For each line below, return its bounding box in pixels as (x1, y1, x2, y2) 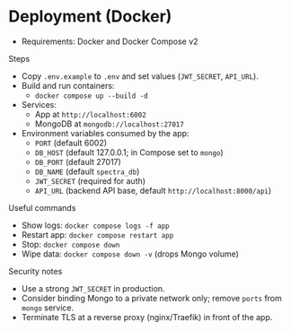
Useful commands (8, 202, 76, 213)
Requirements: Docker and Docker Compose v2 (21, 36, 198, 47)
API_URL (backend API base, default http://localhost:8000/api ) (34, 185, 272, 196)
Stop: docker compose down (21, 239, 120, 249)
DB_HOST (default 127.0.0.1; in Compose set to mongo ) (34, 146, 224, 158)
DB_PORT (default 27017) (34, 156, 122, 167)
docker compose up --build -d (34, 91, 149, 100)
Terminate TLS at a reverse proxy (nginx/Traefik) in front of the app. (21, 311, 273, 322)
